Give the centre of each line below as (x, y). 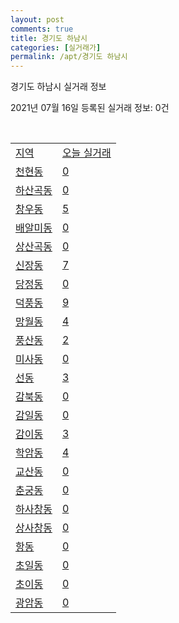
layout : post (37, 19)
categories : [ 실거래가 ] (56, 47)
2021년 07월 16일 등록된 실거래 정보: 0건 (90, 108)
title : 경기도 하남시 (49, 38)
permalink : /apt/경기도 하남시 (69, 57)
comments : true (42, 29)
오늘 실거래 (86, 153)
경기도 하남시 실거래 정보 (58, 87)
